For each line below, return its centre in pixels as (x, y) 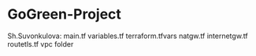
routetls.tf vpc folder (41, 44)
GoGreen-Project (64, 14)
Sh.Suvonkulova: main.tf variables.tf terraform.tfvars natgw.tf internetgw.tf (128, 36)
